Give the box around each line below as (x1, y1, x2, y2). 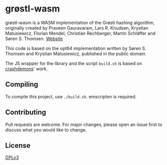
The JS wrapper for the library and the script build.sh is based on (5, 60, 142, 66)
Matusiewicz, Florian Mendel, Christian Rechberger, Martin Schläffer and (5, 30, 156, 36)
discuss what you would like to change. (5, 126, 87, 133)
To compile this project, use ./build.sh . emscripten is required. (5, 93, 137, 99)
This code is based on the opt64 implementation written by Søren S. (5, 45, 147, 51)
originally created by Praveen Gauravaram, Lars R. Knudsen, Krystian (5, 25, 148, 31)
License (5, 141, 31, 149)
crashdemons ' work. (5, 66, 48, 72)
